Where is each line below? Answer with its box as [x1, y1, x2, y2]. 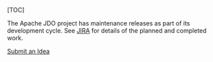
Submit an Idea [7, 48, 50, 55]
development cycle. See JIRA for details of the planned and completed [7, 27, 208, 34]
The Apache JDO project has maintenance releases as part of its [7, 19, 190, 27]
